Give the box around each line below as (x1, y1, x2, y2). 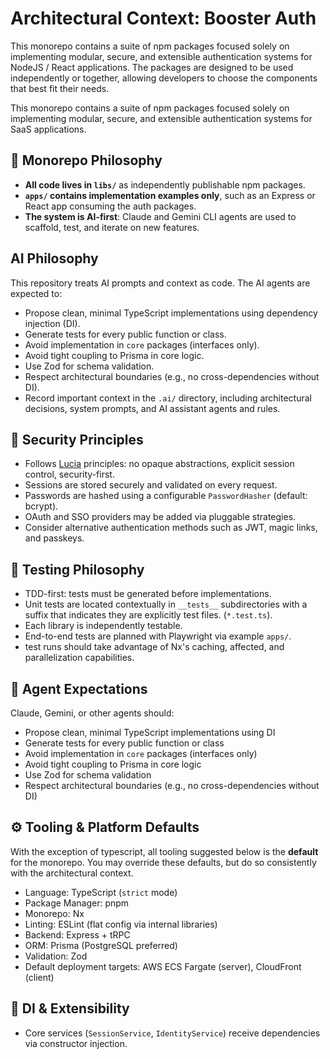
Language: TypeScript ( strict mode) (24, 886, 178, 898)
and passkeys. (24, 532, 85, 544)
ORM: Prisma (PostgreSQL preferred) (24, 939, 178, 951)
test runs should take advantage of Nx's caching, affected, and (24, 641, 285, 653)
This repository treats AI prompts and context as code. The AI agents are (10, 277, 311, 289)
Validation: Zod (24, 950, 88, 962)
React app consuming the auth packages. (24, 200, 197, 212)
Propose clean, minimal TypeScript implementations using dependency (24, 307, 318, 319)
